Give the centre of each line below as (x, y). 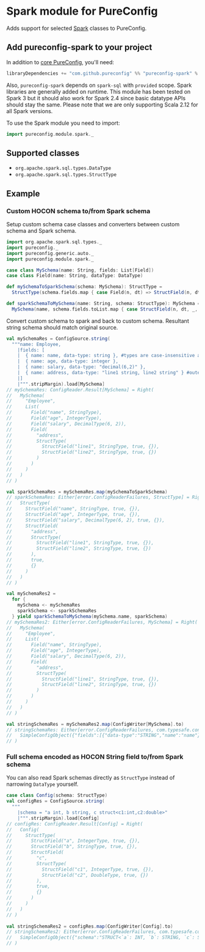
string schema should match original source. (62, 327)
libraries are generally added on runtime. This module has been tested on (99, 91)
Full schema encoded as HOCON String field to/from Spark (95, 757)
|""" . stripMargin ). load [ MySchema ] (61, 384)
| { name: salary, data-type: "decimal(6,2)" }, (82, 367)
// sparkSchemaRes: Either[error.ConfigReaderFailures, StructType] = (98, 497)
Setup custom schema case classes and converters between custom (93, 224)
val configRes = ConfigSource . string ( (56, 801)
